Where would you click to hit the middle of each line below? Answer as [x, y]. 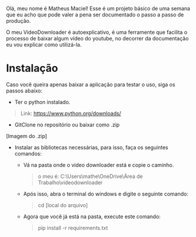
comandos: [28, 153]
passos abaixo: [24, 91]
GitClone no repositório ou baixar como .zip [67, 125]
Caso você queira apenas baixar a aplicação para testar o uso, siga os [91, 84]
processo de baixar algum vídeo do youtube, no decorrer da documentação [97, 38]
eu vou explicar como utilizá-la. [44, 44]
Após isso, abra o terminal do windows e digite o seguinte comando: [106, 194]
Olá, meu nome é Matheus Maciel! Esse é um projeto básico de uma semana [98, 8]
